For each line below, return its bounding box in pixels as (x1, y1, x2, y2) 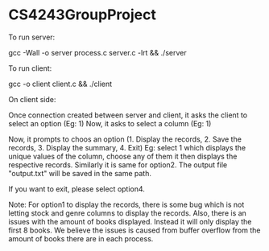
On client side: (8, 94, 56, 104)
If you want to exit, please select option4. (8, 183, 145, 194)
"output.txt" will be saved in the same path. (8, 168, 151, 178)
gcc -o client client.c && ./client (8, 79, 113, 88)
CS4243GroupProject (8, 6, 157, 24)
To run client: (8, 63, 52, 73)
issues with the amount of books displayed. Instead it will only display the (8, 216, 252, 226)
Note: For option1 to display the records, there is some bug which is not (8, 200, 245, 209)
